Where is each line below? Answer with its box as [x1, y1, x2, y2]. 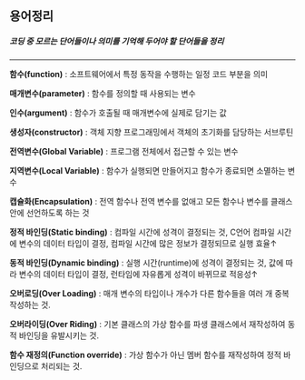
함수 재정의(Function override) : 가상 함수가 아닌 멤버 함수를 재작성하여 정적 [9, 349, 281, 361]
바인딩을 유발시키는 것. [18, 330, 100, 341]
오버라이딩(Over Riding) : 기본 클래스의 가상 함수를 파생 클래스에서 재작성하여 [9, 319, 286, 330]
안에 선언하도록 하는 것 [9, 207, 90, 218]
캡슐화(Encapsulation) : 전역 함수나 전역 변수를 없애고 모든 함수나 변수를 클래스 [9, 196, 293, 207]
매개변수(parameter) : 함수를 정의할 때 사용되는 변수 [9, 88, 197, 99]
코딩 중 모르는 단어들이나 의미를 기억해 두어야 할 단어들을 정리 [9, 35, 224, 46]
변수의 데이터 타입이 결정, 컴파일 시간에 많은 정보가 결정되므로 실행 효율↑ [18, 238, 278, 249]
